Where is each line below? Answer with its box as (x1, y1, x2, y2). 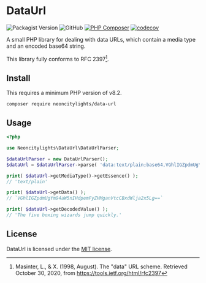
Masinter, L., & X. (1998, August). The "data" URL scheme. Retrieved (15, 263, 188, 270)
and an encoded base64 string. (6, 42, 86, 50)
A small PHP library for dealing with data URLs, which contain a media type (6, 36, 196, 43)
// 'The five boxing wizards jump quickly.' (6, 212, 122, 218)
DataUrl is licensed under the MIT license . (6, 245, 112, 252)
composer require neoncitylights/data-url (6, 101, 116, 107)
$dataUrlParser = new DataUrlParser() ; (6, 156, 109, 162)
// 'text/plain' (6, 178, 48, 184)
